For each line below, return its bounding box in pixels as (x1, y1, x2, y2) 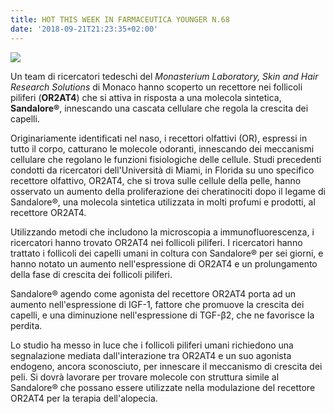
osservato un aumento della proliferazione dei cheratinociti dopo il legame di (10, 185, 326, 197)
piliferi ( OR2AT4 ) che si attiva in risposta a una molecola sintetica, (10, 91, 282, 103)
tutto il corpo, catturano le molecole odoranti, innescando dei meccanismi (10, 142, 315, 155)
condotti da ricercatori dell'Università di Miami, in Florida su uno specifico (10, 164, 315, 176)
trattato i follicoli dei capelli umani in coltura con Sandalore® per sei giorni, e (10, 247, 324, 259)
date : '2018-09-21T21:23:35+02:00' (10, 24, 159, 34)
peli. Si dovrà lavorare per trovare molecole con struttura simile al (10, 371, 280, 383)
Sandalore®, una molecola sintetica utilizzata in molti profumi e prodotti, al (10, 196, 316, 208)
